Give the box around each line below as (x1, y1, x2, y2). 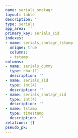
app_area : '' (5, 26, 33, 31)
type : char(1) (10, 69, 39, 74)
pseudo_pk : (5, 125, 28, 130)
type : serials (5, 21, 35, 27)
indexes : (5, 36, 24, 41)
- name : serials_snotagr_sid (5, 92, 66, 97)
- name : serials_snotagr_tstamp (5, 40, 73, 45)
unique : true (10, 45, 37, 50)
